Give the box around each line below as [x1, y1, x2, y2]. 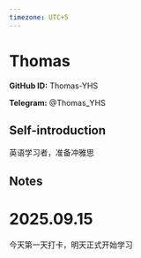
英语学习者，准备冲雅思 [9, 148, 94, 158]
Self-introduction [9, 123, 107, 138]
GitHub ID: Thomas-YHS [9, 80, 99, 91]
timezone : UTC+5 [9, 12, 69, 22]
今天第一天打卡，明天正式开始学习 [9, 239, 133, 250]
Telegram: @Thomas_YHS [9, 97, 106, 108]
